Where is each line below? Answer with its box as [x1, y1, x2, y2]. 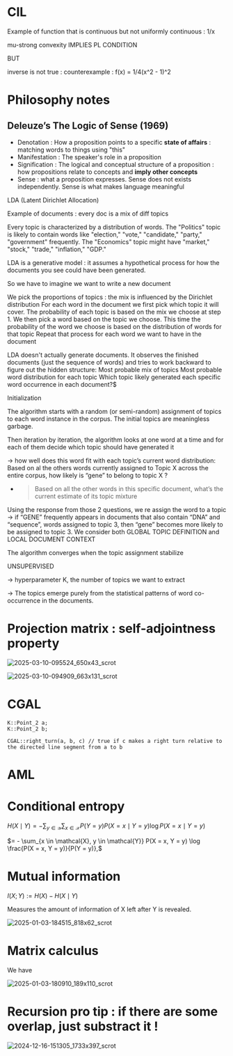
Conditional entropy [7, 799, 125, 815]
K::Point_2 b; [7, 725, 49, 733]
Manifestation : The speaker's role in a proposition [17, 152, 161, 161]
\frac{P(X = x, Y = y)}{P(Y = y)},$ [7, 844, 102, 852]
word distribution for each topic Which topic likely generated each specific [7, 373, 221, 381]
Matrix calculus [7, 943, 99, 959]
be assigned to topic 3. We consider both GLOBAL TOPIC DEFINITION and [7, 527, 220, 536]
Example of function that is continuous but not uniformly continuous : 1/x [7, 27, 216, 35]
